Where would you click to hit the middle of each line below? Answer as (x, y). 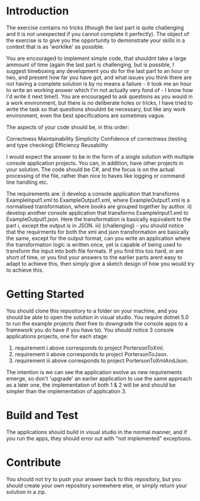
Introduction (38, 11)
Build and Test (42, 416)
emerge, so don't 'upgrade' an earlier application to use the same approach (99, 378)
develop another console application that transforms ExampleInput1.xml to (97, 212)
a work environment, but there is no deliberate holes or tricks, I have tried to (99, 102)
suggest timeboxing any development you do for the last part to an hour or (98, 71)
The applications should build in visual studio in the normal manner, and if (97, 432)
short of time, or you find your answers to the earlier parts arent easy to (94, 257)
